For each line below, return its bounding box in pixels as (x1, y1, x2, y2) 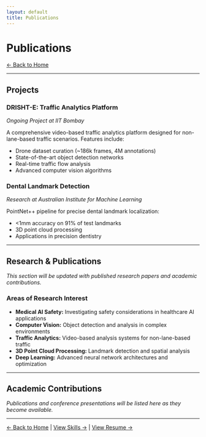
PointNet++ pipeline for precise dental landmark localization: (6, 207, 159, 215)
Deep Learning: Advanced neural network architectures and (15, 353, 169, 361)
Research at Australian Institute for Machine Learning (6, 196, 142, 203)
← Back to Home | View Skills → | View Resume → (6, 424, 133, 431)
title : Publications (6, 15, 59, 21)
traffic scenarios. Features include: (36, 135, 124, 143)
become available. (6, 406, 53, 414)
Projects (6, 84, 39, 95)
